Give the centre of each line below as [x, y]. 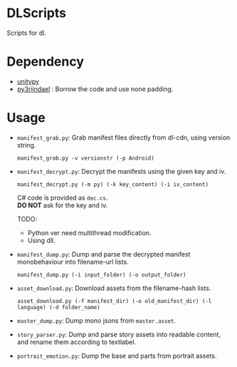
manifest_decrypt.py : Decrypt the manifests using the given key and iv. [121, 171]
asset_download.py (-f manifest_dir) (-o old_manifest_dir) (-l [114, 301]
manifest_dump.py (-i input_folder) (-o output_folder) [101, 275]
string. [26, 145]
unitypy [28, 81]
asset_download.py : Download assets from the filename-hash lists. [114, 288]
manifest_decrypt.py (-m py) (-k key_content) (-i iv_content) [113, 184]
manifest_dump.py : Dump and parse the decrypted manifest [104, 254]
